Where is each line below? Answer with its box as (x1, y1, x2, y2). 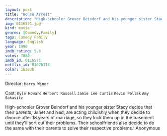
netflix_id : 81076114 (5, 62, 50, 67)
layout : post (5, 7, 32, 12)
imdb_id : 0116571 (5, 58, 41, 63)
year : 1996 (5, 44, 28, 49)
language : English (5, 40, 43, 45)
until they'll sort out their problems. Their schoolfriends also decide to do (5, 120, 155, 126)
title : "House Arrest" (5, 12, 52, 17)
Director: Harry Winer (5, 81, 49, 87)
